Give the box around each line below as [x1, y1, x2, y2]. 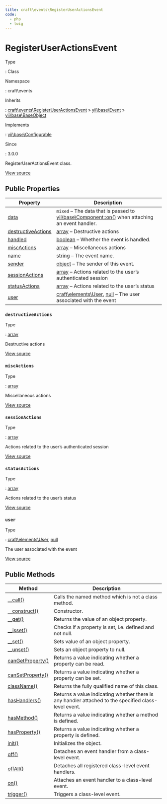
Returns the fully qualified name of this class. [54, 683, 159, 690]
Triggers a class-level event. [54, 791, 121, 798]
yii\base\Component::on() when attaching [56, 214, 154, 220]
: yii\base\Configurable [5, 132, 52, 138]
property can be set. [54, 675, 101, 682]
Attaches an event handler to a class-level [54, 777, 153, 784]
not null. [54, 630, 73, 637]
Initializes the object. [54, 740, 102, 747]
